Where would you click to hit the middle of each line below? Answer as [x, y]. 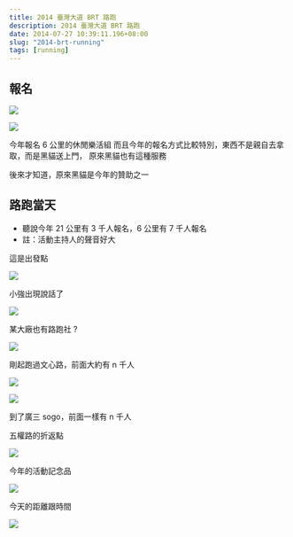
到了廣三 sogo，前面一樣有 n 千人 [70, 416]
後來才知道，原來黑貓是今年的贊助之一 [79, 175]
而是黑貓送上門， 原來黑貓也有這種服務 [95, 155]
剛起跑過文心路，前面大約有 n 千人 [72, 364]
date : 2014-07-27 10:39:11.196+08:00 [79, 34]
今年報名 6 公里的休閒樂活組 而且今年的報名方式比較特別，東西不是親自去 [143, 144]
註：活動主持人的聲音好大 [69, 239]
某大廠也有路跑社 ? [43, 329]
